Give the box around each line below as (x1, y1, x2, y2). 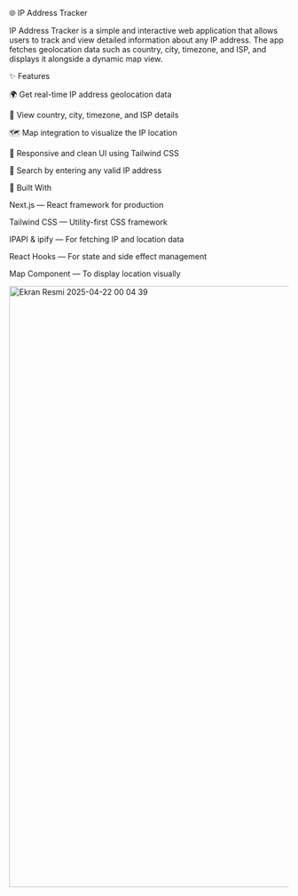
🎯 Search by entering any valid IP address (9, 165, 162, 176)
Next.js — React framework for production (9, 200, 164, 210)
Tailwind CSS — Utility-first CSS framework (9, 217, 169, 227)
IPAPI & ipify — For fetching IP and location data (9, 234, 184, 244)
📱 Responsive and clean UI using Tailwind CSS (9, 148, 180, 158)
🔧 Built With (9, 182, 52, 193)
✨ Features (9, 71, 51, 81)
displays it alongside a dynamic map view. (9, 53, 163, 64)
